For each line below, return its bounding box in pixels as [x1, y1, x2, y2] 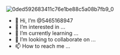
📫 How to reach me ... [14, 43, 70, 50]
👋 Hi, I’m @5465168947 [14, 17, 73, 24]
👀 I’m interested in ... [14, 24, 66, 30]
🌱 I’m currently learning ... [14, 30, 79, 37]
